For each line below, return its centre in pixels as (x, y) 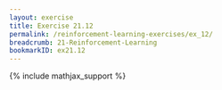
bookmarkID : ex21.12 (48, 51)
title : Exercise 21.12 (51, 26)
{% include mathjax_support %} (68, 76)
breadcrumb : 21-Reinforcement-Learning (83, 42)
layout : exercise (41, 17)
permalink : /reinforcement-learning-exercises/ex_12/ (111, 34)
